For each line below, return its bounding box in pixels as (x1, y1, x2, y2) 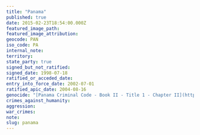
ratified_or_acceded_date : (6, 75, 73, 81)
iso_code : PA (6, 42, 39, 48)
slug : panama (6, 120, 39, 126)
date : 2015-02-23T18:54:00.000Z (6, 20, 86, 26)
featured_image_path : (6, 25, 60, 32)
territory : (6, 53, 33, 59)
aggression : (6, 103, 36, 109)
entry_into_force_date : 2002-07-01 (6, 81, 95, 87)
